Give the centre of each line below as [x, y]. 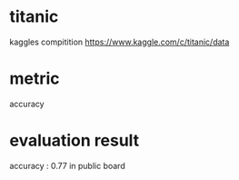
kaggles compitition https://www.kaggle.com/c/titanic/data [119, 42]
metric [35, 79]
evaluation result [75, 140]
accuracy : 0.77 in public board [67, 165]
